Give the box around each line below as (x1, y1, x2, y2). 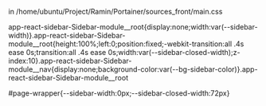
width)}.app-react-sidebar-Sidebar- (8, 31, 126, 40)
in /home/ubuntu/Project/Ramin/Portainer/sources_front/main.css (8, 7, 223, 16)
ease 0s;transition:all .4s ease (8, 48, 107, 57)
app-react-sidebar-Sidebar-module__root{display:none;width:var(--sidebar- (8, 22, 258, 31)
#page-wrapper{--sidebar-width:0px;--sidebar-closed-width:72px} (8, 88, 230, 98)
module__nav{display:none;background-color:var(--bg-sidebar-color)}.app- (8, 65, 258, 74)
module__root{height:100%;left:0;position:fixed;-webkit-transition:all (8, 39, 233, 49)
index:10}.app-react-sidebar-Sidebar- (8, 56, 132, 65)
